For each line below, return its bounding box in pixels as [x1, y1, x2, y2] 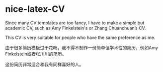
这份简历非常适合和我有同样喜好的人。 [5, 61, 83, 67]
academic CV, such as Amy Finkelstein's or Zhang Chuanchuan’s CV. [5, 25, 146, 31]
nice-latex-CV [5, 3, 65, 15]
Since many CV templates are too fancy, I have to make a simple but [5, 20, 145, 26]
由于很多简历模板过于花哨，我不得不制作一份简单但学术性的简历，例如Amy [5, 44, 158, 50]
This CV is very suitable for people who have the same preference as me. [5, 35, 156, 40]
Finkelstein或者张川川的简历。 [5, 51, 67, 57]
